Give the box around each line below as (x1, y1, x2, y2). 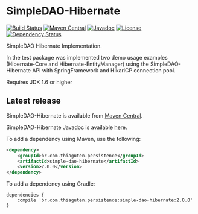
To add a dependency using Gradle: (6, 180, 95, 187)
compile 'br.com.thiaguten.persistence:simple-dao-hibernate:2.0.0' (17, 197, 193, 203)
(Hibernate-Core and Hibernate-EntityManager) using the (6, 60, 149, 68)
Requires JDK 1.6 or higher (6, 78, 72, 86)
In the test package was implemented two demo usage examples (6, 54, 168, 61)
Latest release (6, 96, 61, 106)
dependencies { (6, 192, 45, 198)
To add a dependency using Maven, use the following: (6, 135, 141, 142)
